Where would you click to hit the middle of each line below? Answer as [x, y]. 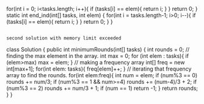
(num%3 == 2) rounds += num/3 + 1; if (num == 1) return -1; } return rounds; [102, 88]
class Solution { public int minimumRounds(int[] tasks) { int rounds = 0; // [98, 49]
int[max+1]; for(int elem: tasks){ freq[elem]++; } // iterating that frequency [99, 69]
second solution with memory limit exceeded [64, 38]
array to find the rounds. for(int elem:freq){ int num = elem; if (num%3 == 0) [102, 75]
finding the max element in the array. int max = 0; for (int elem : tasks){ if [98, 56]
